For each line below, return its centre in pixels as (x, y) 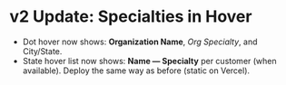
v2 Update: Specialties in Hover (131, 17)
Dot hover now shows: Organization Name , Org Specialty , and (140, 42)
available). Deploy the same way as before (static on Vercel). (136, 71)
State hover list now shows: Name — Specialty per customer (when (149, 61)
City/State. (42, 51)
